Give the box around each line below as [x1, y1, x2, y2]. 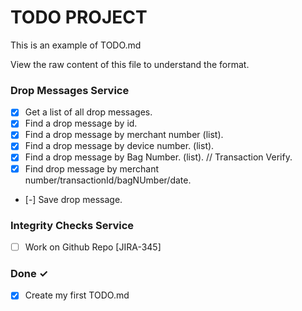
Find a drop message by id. [24, 117, 138, 130]
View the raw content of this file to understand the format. [10, 58, 250, 70]
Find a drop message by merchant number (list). [24, 129, 224, 141]
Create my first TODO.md [24, 289, 130, 301]
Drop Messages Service [10, 83, 130, 97]
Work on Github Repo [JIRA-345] [24, 241, 162, 253]
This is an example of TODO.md [10, 39, 142, 51]
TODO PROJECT [10, 6, 148, 29]
